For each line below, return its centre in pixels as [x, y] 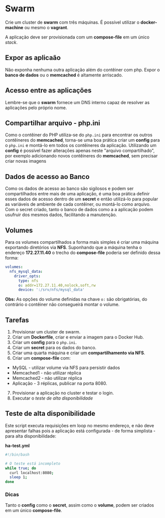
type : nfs [28, 281]
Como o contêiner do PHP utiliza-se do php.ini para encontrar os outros [79, 135]
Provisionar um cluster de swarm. [46, 332]
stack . [12, 42]
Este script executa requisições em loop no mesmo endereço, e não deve [80, 425]
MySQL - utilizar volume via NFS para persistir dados [66, 368]
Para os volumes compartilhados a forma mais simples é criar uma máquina [82, 242]
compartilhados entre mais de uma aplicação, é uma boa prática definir [78, 194]
